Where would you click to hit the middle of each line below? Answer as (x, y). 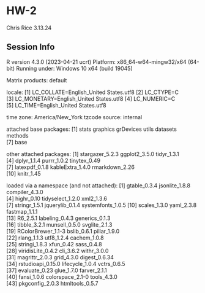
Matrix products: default (37, 80)
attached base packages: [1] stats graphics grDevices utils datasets (92, 129)
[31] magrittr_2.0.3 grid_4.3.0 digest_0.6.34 (60, 257)
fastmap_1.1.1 (22, 211)
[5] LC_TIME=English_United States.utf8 (56, 105)
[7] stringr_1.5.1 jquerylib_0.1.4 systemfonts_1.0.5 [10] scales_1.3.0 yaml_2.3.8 (102, 205)
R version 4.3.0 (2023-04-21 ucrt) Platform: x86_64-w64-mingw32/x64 (96, 61)
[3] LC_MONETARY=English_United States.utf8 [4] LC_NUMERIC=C (91, 98)
